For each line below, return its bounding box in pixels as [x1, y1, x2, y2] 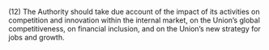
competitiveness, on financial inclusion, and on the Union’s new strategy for [8, 24, 261, 33]
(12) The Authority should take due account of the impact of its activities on [8, 7, 261, 16]
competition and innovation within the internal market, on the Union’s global [8, 15, 261, 25]
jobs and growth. [8, 32, 65, 42]
